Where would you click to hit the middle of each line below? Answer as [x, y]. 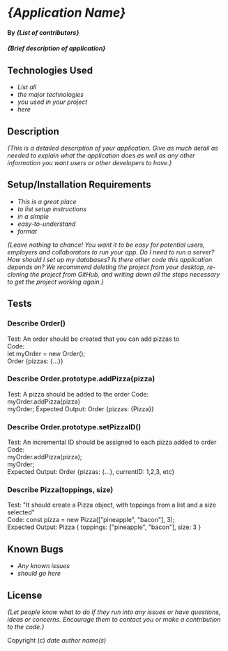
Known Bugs [36, 549]
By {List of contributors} [43, 32]
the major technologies [51, 95]
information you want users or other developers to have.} [90, 163]
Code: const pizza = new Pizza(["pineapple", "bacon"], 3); [91, 520]
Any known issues [44, 566]
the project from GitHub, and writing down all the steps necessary [125, 274]
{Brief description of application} [56, 48]
